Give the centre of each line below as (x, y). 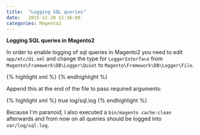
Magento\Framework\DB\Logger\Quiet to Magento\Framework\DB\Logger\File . (100, 65)
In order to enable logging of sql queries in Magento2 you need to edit (94, 52)
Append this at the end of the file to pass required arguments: (84, 89)
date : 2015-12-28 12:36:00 (43, 18)
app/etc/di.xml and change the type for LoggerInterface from (85, 59)
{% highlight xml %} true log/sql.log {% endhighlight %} (77, 100)
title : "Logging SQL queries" (46, 12)
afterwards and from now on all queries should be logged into (84, 119)
